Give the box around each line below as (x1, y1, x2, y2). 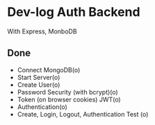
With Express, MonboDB (7, 27, 78, 35)
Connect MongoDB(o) (17, 65, 81, 74)
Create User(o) (17, 81, 60, 89)
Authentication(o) (17, 102, 67, 111)
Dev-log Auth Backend (7, 4, 140, 20)
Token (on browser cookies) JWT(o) (17, 95, 121, 103)
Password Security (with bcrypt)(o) (17, 87, 118, 96)
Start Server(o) (17, 73, 60, 81)
